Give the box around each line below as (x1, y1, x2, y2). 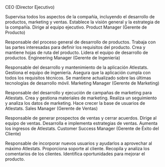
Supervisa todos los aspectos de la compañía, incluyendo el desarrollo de (5, 14, 155, 19)
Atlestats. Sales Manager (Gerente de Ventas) (5, 106, 98, 111)
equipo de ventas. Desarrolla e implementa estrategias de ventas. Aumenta (5, 121, 158, 126)
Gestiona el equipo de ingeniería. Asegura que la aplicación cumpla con (5, 70, 151, 76)
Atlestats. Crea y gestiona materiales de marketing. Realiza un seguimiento (5, 95, 157, 101)
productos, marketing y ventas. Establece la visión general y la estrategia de (5, 19, 160, 25)
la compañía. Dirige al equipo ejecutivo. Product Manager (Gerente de (5, 24, 147, 30)
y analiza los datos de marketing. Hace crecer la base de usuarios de (5, 100, 145, 106)
